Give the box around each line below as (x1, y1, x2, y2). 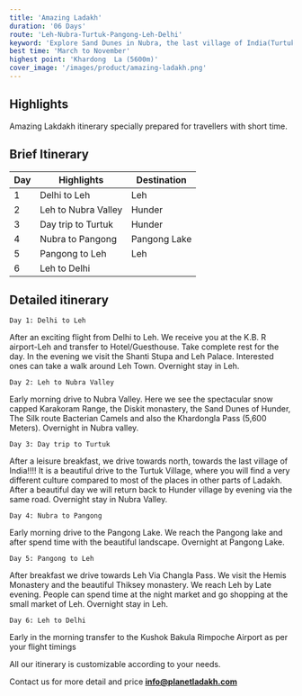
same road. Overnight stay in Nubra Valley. (9, 494, 168, 505)
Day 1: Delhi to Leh (9, 316, 87, 325)
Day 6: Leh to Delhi (9, 616, 87, 626)
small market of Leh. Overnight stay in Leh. (9, 599, 169, 610)
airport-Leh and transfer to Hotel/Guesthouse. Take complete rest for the (9, 341, 280, 352)
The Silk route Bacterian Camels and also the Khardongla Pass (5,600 (9, 413, 267, 424)
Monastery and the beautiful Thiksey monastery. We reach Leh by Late (9, 580, 272, 591)
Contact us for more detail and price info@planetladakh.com (9, 676, 238, 687)
